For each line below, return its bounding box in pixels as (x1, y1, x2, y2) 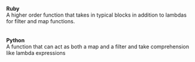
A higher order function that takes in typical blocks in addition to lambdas (6, 11, 187, 18)
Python (6, 37, 25, 44)
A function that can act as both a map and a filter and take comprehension (6, 43, 190, 50)
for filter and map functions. (6, 18, 75, 24)
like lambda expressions (6, 49, 66, 56)
